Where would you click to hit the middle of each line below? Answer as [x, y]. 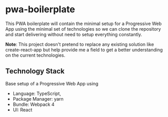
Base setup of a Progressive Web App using [52, 83]
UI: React [22, 110]
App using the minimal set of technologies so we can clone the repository [83, 29]
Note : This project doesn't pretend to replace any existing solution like [80, 44]
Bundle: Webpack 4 [34, 104]
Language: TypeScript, [37, 93]
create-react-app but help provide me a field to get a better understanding [84, 50]
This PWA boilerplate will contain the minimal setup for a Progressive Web [83, 24]
